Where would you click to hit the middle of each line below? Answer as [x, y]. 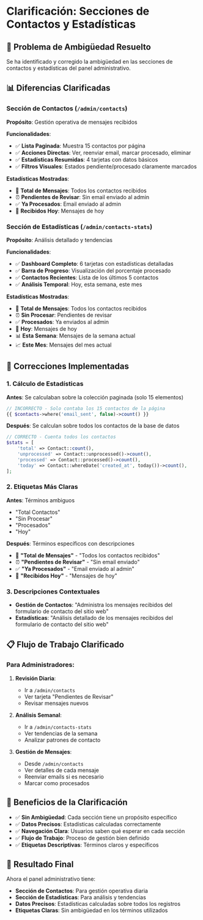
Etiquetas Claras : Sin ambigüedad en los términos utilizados [91, 910]
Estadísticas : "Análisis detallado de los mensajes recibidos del [94, 618]
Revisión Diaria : [35, 678]
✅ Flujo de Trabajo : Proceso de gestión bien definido [82, 838]
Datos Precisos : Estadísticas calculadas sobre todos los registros [98, 904]
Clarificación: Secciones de [78, 11]
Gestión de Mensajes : [43, 752]
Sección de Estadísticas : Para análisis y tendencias [81, 897]
